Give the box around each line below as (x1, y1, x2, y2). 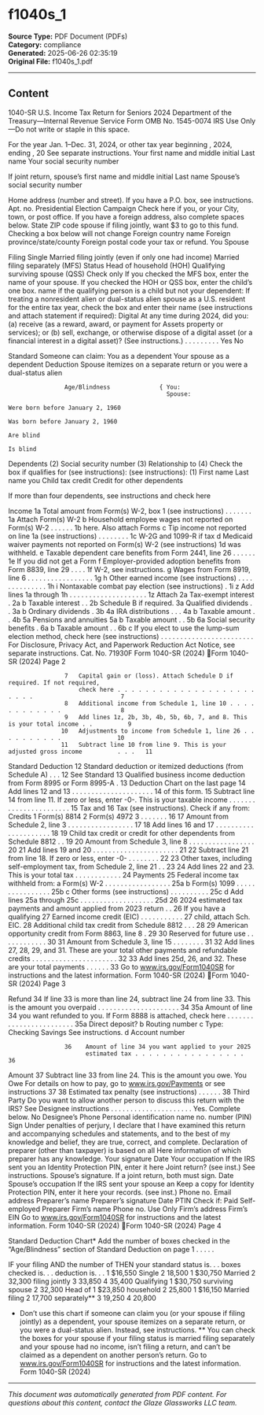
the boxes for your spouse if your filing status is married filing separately (19, 1333, 255, 1343)
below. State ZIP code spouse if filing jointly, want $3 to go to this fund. (8, 220, 239, 230)
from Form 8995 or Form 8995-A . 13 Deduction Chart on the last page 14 (8, 778, 246, 788)
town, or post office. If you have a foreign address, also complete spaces (8, 212, 245, 221)
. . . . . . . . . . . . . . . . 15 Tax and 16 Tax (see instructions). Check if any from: (8, 803, 250, 812)
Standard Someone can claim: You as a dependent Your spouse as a (8, 351, 230, 360)
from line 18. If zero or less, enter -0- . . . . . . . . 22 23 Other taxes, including (8, 853, 253, 863)
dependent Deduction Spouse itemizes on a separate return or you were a (8, 360, 248, 369)
